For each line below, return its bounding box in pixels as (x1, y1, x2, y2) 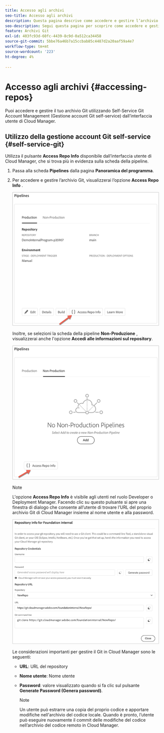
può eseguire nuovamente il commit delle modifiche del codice (19, 717, 146, 723)
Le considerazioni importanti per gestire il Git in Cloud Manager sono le (12, 649, 156, 655)
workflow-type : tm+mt (5, 44, 49, 49)
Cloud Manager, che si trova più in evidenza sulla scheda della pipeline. (5, 158, 149, 164)
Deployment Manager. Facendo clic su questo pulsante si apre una (12, 499, 146, 505)
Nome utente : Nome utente (19, 673, 75, 679)
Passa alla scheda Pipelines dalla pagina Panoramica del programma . (12, 168, 154, 174)
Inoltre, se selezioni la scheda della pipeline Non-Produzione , (12, 331, 138, 336)
